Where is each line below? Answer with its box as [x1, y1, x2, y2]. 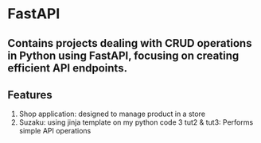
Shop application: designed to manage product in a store [18, 109, 206, 119]
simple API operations [18, 126, 92, 136]
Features [7, 88, 53, 102]
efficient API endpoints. [7, 61, 128, 75]
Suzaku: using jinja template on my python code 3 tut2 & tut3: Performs [18, 118, 254, 127]
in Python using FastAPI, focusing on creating [7, 48, 240, 62]
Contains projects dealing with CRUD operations [7, 37, 252, 50]
